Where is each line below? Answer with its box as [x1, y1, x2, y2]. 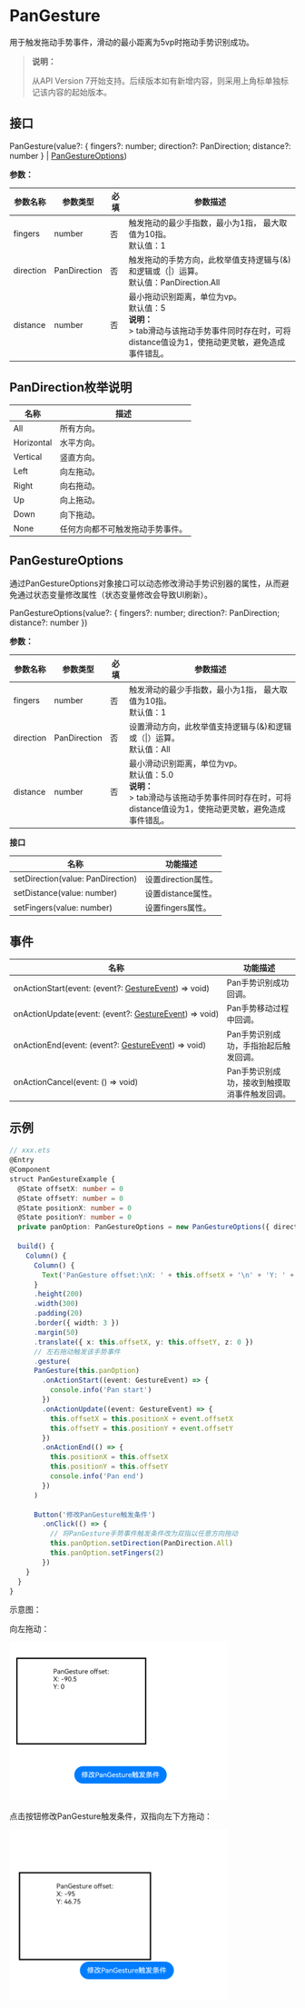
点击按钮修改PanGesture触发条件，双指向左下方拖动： [9, 1811, 213, 1822]
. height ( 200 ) [33, 1289, 84, 1299]
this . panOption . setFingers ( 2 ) [49, 1548, 165, 1557]
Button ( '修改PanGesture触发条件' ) [33, 1510, 156, 1519]
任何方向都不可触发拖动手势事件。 [59, 523, 188, 534]
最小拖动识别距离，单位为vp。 [128, 292, 242, 302]
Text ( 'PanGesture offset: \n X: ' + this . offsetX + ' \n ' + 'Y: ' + [42, 1270, 295, 1279]
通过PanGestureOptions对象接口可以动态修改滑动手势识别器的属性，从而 [9, 578, 281, 589]
